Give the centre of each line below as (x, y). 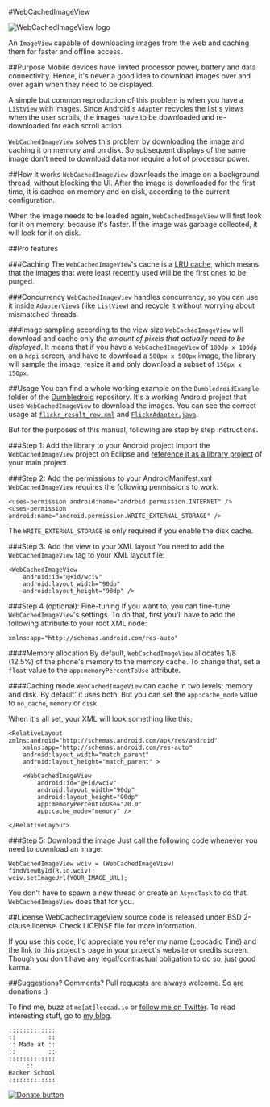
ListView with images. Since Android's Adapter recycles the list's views (126, 109)
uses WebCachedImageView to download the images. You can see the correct (132, 406)
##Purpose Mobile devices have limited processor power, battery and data (132, 67)
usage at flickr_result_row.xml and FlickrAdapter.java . (104, 414)
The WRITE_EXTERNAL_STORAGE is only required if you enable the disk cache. (131, 531)
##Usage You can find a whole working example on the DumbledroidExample (134, 388)
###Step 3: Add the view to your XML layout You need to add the (116, 546)
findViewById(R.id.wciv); (52, 871)
